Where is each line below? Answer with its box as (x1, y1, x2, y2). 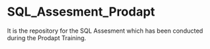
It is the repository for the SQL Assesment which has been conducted (7, 27, 203, 35)
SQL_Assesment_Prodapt (7, 4, 155, 20)
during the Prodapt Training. (7, 33, 87, 42)
